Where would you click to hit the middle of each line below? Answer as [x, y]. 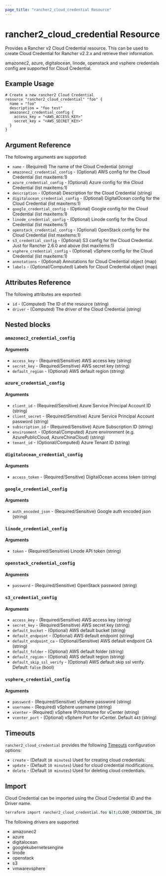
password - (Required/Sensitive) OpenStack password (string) [75, 585]
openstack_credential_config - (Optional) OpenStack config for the [81, 230]
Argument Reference [38, 145]
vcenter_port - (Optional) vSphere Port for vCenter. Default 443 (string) [84, 718]
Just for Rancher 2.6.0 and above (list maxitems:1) [63, 246]
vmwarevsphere [29, 868]
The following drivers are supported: [42, 822]
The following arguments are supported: [46, 157]
